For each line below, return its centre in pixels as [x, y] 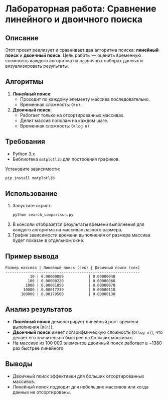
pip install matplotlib [30, 178]
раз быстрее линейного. [39, 348]
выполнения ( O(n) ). [33, 327]
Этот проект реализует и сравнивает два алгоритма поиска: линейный [82, 50]
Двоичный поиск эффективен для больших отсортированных [78, 376]
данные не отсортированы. [42, 392]
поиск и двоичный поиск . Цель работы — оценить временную [73, 55]
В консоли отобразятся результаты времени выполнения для [78, 224]
